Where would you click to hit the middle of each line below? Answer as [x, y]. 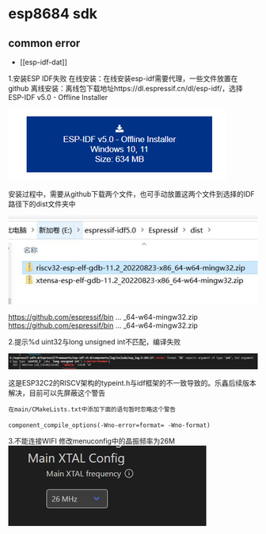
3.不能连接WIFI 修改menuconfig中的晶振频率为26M [92, 440]
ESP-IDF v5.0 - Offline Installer [58, 97]
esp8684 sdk [53, 14]
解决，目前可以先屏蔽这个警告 [57, 393]
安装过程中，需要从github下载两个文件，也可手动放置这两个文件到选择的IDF [131, 194]
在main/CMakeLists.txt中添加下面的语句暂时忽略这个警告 [92, 409]
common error [44, 43]
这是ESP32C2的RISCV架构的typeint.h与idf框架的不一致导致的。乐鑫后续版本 [133, 382]
